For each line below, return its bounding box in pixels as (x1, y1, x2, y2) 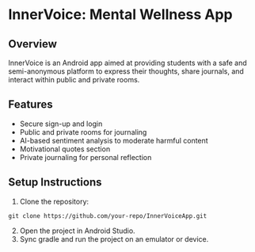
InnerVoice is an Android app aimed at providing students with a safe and (8, 58, 247, 67)
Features (8, 97, 53, 112)
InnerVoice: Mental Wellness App (8, 6, 233, 24)
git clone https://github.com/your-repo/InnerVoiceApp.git (8, 212, 207, 220)
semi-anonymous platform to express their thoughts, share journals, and (8, 67, 244, 76)
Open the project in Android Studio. (19, 226, 136, 235)
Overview (8, 37, 58, 51)
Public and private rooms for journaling (19, 127, 147, 136)
